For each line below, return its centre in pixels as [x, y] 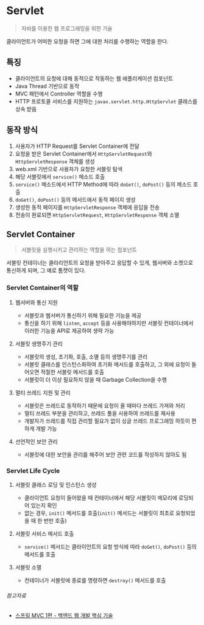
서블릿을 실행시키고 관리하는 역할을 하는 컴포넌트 [79, 250]
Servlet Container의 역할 [43, 288]
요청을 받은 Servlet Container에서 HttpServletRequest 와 [83, 153]
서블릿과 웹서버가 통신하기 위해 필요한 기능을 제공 [83, 315]
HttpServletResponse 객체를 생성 [55, 161]
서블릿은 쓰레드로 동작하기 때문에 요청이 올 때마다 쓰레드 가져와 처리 [105, 405]
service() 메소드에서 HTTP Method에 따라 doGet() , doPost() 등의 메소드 [103, 184]
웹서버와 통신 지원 [36, 302]
